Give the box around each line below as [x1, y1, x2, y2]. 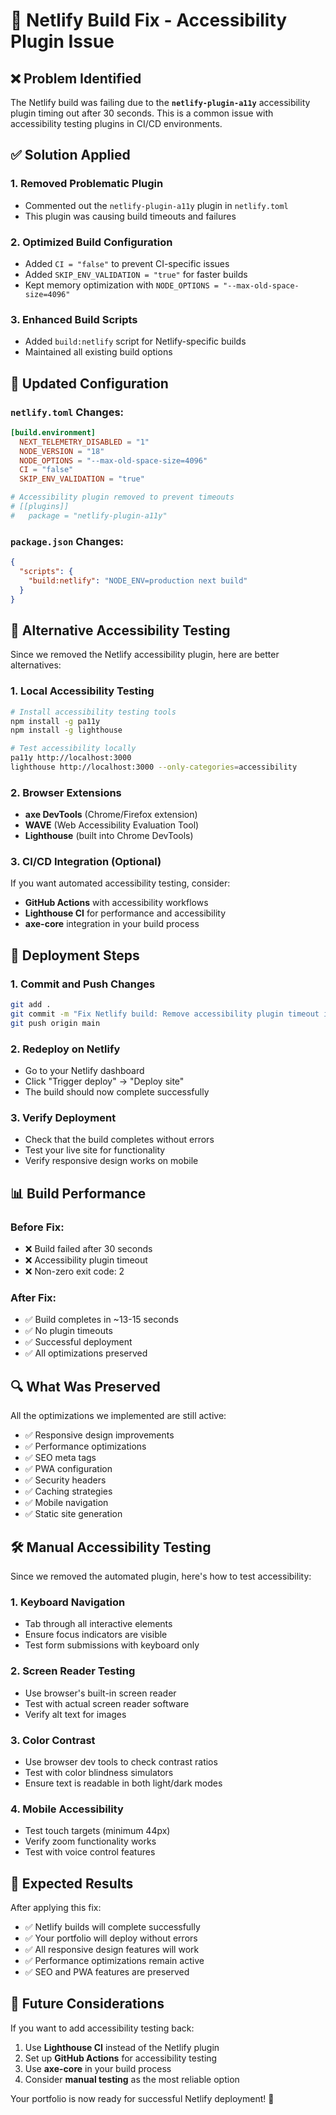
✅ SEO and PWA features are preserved [24, 1965, 190, 1978]
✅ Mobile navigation [24, 1497, 109, 1509]
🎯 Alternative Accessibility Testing [10, 622, 231, 639]
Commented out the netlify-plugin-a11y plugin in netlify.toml [24, 199, 289, 211]
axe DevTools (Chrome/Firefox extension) [24, 809, 198, 821]
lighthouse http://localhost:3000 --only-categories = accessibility [10, 762, 298, 772]
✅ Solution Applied [10, 147, 131, 164]
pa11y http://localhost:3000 [10, 753, 132, 763]
